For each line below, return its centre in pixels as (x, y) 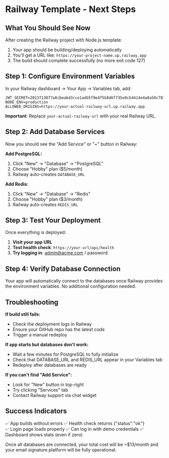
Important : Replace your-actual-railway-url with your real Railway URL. (81, 116)
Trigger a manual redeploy (40, 335)
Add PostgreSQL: (24, 154)
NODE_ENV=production (27, 102)
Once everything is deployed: (36, 233)
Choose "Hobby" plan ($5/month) (48, 169)
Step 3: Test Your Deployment (53, 220)
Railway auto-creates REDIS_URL (45, 204)
